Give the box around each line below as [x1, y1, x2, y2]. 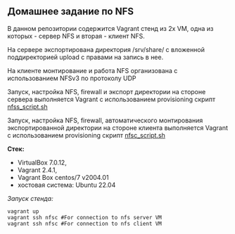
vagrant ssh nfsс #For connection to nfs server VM [7, 214, 162, 221]
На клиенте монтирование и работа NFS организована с [7, 66, 178, 74]
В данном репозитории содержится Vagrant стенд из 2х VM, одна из [7, 24, 214, 32]
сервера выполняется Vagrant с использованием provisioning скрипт [7, 95, 216, 103]
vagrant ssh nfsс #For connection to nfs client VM [7, 220, 162, 227]
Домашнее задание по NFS [7, 6, 134, 18]
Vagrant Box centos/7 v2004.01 [17, 173, 109, 181]
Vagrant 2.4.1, [17, 165, 58, 174]
